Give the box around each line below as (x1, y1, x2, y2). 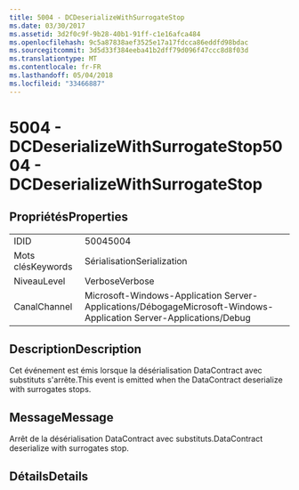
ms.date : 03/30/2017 (9, 21, 86, 30)
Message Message (9, 410, 114, 425)
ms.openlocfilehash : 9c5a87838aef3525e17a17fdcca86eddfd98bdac (9, 37, 249, 47)
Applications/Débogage (84, 300, 184, 312)
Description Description (9, 341, 142, 357)
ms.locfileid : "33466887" (9, 79, 105, 88)
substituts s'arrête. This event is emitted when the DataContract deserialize (9, 374, 283, 385)
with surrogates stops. (9, 384, 92, 395)
